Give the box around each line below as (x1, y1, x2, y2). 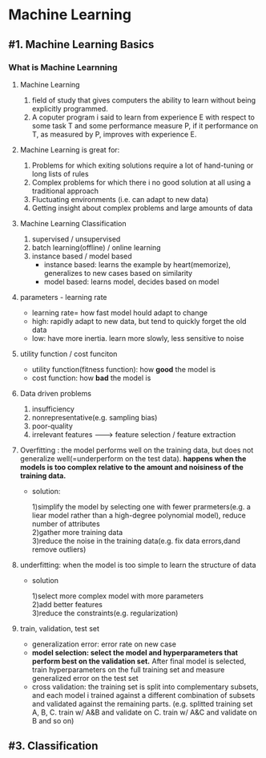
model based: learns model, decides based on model (43, 277, 220, 286)
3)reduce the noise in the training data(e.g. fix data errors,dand (31, 536, 240, 545)
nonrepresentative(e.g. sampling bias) (31, 412, 158, 422)
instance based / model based (31, 251, 132, 261)
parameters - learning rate (19, 292, 107, 302)
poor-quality (31, 421, 74, 431)
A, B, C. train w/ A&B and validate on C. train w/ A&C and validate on (31, 707, 258, 717)
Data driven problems (19, 388, 92, 398)
